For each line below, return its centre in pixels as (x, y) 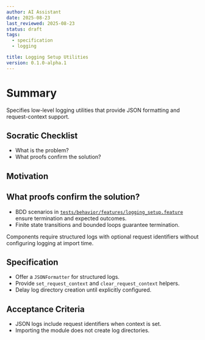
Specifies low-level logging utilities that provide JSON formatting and (93, 110)
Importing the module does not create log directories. (82, 330)
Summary (31, 93)
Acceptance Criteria (45, 309)
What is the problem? (42, 150)
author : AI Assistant (34, 12)
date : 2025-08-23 (28, 18)
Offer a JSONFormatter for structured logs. (67, 277)
